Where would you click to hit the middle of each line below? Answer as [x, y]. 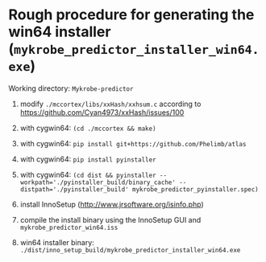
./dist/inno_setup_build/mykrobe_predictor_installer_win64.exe [130, 250]
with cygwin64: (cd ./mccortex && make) [88, 128]
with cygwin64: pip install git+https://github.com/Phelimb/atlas [133, 143]
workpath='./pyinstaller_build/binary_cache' [98, 182]
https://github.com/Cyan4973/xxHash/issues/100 [102, 112]
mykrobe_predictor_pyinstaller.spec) [195, 189]
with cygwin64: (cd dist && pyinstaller [88, 174]
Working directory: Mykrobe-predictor [71, 88]
